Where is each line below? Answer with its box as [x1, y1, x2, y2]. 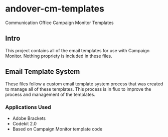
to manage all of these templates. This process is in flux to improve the [5, 86, 151, 92]
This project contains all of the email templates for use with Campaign [5, 47, 149, 53]
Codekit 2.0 [12, 120, 37, 126]
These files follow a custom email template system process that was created [5, 81, 163, 87]
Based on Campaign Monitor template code [12, 126, 103, 132]
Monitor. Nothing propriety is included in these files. [5, 53, 113, 59]
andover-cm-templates [5, 3, 104, 15]
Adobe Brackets [12, 115, 46, 121]
